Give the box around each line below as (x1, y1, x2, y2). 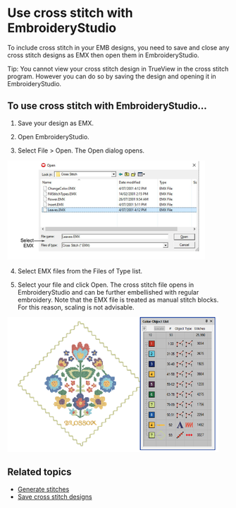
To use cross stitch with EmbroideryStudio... (7, 100, 208, 112)
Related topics (7, 466, 72, 478)
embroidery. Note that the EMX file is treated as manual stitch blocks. (17, 295, 219, 304)
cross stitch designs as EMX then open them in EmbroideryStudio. (7, 51, 199, 59)
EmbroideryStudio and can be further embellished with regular (17, 288, 199, 296)
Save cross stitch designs (17, 492, 93, 501)
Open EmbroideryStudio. (17, 132, 89, 141)
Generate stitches (17, 485, 70, 493)
